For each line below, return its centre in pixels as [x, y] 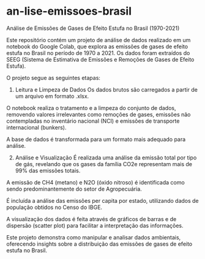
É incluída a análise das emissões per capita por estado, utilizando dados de [102, 200]
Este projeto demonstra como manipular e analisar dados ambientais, [94, 237]
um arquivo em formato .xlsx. [52, 96]
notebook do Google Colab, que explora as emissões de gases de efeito [97, 46]
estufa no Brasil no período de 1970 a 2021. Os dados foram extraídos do [98, 53]
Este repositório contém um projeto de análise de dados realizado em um [99, 40]
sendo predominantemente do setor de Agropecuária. [74, 189]
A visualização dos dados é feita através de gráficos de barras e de [91, 219]
